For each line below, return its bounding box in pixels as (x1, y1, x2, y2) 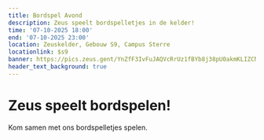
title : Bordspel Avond (8, 11, 82, 20)
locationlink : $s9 (8, 48, 68, 56)
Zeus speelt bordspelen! (8, 96, 171, 114)
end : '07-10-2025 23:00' (8, 33, 90, 42)
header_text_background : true (8, 63, 108, 71)
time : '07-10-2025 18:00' (8, 26, 93, 34)
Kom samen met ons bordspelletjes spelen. (8, 123, 148, 132)
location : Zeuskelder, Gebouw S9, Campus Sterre (8, 41, 170, 49)
